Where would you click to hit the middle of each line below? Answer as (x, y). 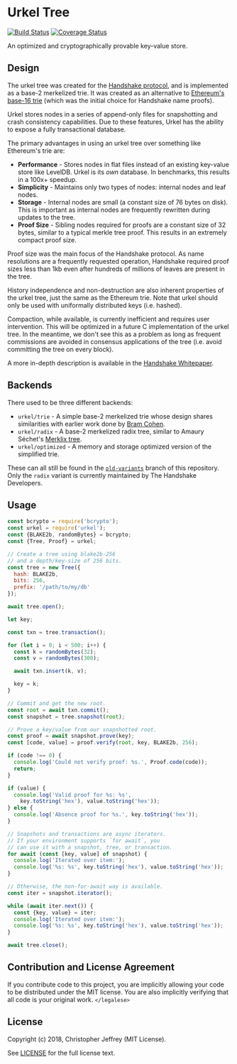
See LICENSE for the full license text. (61, 1053)
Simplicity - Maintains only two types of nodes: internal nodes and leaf (122, 187)
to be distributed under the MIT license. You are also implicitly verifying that (118, 992)
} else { (20, 808)
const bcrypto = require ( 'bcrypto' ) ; (63, 522)
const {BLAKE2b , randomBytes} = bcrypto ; (70, 535)
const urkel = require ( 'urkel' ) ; (57, 528)
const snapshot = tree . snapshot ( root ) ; (66, 716)
